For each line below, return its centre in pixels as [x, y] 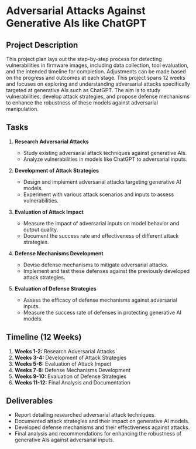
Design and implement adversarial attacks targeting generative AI [102, 182]
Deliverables [30, 401]
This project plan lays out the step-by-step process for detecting [84, 59]
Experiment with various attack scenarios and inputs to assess [99, 194]
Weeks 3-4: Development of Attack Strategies [71, 357]
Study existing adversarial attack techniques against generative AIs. [105, 153]
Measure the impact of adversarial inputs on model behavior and [101, 223]
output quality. [41, 229]
